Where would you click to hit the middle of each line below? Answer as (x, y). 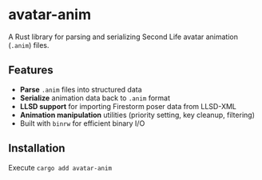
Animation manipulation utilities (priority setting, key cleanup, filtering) (137, 115)
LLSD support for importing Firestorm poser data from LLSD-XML (128, 106)
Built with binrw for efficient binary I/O (82, 123)
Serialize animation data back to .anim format (95, 98)
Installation (37, 149)
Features (31, 70)
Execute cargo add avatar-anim (60, 167)
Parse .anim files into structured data (81, 89)
